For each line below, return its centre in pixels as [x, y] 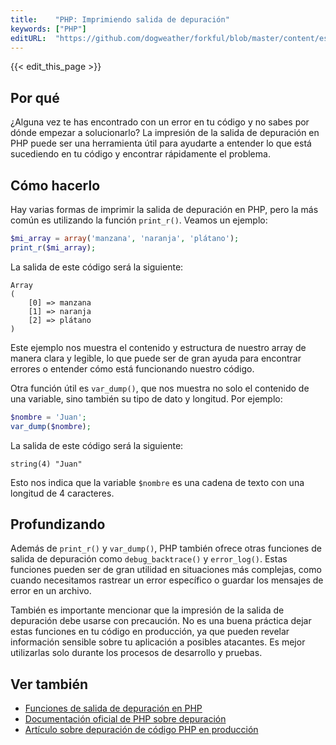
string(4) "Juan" [46, 464]
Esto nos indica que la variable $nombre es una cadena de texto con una [157, 482]
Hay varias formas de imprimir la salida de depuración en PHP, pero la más [164, 209]
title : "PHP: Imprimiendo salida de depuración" [120, 19]
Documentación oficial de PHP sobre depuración [125, 719]
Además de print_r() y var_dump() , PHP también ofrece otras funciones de [166, 548]
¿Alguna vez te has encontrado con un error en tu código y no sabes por [160, 122]
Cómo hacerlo [55, 185]
